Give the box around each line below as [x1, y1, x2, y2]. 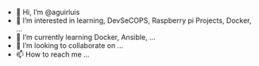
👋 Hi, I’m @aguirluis [15, 8, 80, 16]
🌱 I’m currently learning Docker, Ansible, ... [15, 32, 157, 42]
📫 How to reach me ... [15, 49, 90, 59]
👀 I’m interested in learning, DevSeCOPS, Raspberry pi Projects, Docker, [15, 16, 252, 25]
